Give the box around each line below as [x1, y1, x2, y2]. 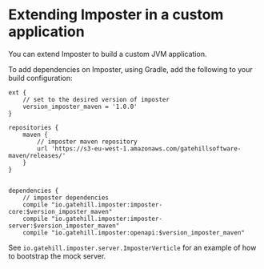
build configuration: [8, 73, 74, 82]
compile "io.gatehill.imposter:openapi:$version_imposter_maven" [22, 228, 246, 237]
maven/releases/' [8, 151, 66, 159]
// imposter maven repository [37, 138, 138, 146]
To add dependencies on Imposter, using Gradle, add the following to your [8, 64, 254, 74]
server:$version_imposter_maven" [8, 222, 120, 230]
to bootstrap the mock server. [8, 251, 106, 261]
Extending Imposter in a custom [8, 6, 224, 24]
